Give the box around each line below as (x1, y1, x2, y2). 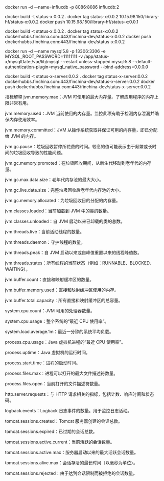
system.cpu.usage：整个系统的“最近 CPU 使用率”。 (5, 318, 109, 324)
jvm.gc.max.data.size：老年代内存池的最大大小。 (5, 177, 104, 182)
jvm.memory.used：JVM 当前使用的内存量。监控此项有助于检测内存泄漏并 (5, 110, 155, 116)
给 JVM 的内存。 (5, 133, 39, 139)
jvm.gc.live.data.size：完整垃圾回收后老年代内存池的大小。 (5, 187, 124, 193)
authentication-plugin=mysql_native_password (5, 64, 99, 70)
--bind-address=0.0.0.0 (100, 64, 148, 70)
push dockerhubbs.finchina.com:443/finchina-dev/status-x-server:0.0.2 (5, 84, 151, 90)
